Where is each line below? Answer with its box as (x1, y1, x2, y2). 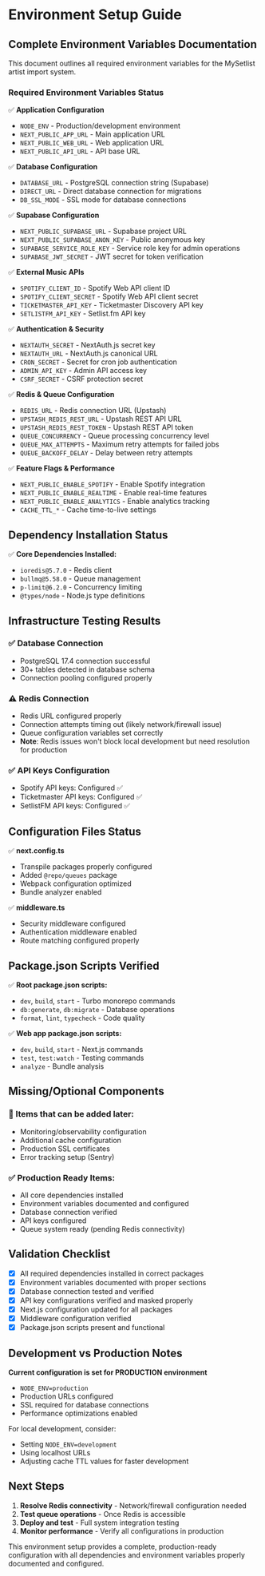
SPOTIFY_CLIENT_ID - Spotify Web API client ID (19, 284, 171, 293)
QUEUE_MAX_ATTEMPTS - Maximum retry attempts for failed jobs (19, 439, 220, 449)
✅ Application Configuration (8, 105, 105, 115)
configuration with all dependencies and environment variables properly (8, 1550, 246, 1559)
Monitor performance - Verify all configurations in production (19, 1526, 224, 1535)
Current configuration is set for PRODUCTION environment (8, 1368, 208, 1377)
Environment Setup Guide (8, 6, 182, 24)
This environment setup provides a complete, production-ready (8, 1542, 217, 1551)
